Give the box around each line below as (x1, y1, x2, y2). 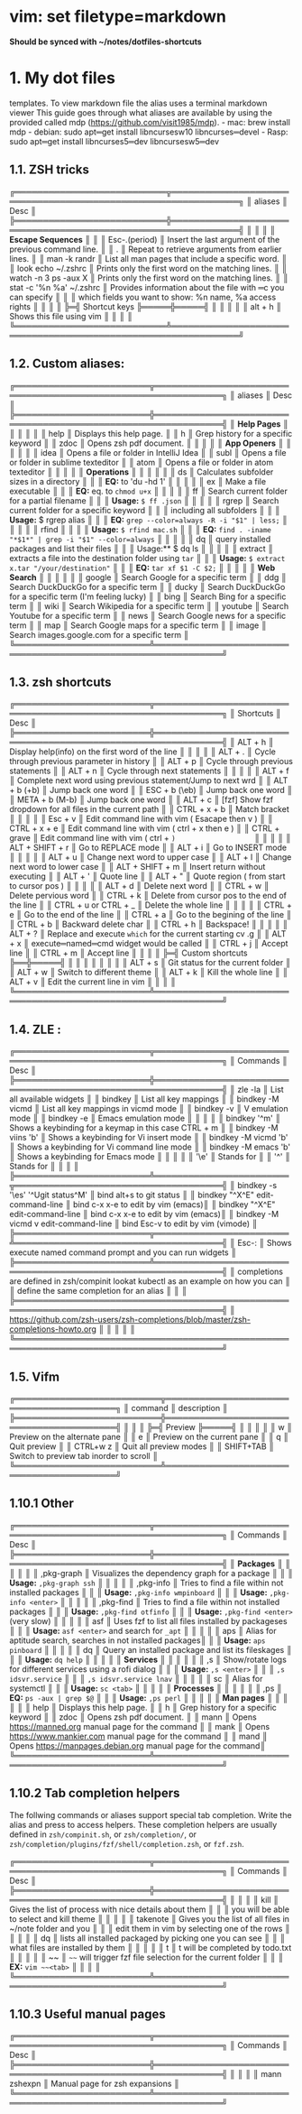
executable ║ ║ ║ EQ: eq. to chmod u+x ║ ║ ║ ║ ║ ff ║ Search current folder (9, 485, 288, 496)
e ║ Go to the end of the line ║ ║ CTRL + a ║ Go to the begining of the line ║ (9, 909, 292, 920)
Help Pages (237, 418, 281, 429)
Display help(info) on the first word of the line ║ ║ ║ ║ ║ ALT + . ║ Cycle (9, 746, 277, 757)
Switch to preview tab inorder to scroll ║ (9, 1450, 159, 1461)
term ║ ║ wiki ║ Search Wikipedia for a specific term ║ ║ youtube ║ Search (9, 600, 289, 611)
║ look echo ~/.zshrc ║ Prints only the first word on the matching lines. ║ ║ (9, 263, 288, 273)
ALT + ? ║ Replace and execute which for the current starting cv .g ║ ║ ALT (9, 928, 287, 939)
